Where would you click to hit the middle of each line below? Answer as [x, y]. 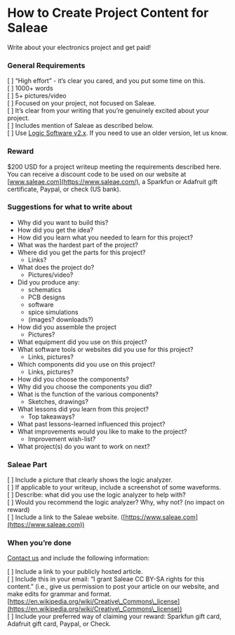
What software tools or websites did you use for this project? [105, 349]
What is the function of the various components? [88, 394]
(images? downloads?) [60, 319]
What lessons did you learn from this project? [83, 409]
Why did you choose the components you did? [85, 386]
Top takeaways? [52, 417]
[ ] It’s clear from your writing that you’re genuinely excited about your [108, 111]
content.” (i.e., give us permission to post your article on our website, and [113, 587]
